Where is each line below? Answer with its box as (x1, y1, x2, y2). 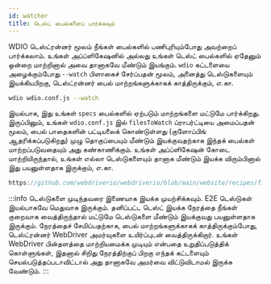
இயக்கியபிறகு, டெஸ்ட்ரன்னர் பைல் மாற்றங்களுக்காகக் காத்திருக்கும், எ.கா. (8, 77, 234, 87)
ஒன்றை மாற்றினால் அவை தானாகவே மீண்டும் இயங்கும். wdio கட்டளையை (8, 60, 230, 69)
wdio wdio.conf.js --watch (8, 94, 99, 102)
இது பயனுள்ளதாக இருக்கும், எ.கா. (8, 163, 114, 173)
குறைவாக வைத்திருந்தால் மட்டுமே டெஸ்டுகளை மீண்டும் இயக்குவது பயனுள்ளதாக (8, 211, 256, 222)
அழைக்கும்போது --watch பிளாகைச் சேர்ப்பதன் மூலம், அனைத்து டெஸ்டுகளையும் (8, 69, 253, 78)
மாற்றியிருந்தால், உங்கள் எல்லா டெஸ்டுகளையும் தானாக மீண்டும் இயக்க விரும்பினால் (8, 154, 261, 164)
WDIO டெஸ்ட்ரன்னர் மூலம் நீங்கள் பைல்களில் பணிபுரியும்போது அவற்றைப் (8, 41, 237, 51)
